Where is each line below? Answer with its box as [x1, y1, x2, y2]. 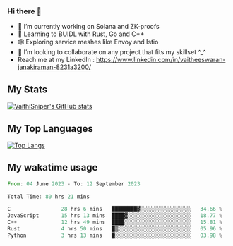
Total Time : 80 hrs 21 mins [7, 193, 90, 200]
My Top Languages [7, 123, 94, 135]
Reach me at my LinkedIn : [17, 56, 95, 64]
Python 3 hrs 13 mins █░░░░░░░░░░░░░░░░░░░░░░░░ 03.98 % [7, 232, 222, 239]
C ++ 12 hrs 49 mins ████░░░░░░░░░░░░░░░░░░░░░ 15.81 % [7, 219, 222, 226]
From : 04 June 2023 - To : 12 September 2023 [7, 180, 141, 187]
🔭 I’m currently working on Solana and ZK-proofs [17, 23, 160, 31]
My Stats [7, 83, 48, 95]
